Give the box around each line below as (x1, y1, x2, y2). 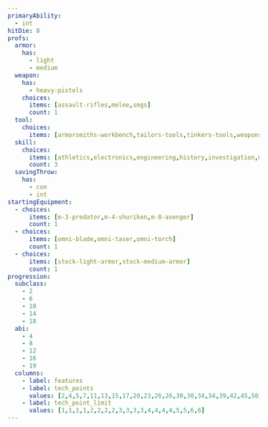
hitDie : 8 (7, 26, 41, 34)
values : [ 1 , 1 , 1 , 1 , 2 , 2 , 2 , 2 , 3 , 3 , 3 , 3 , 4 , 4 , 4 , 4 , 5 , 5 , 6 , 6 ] (28, 406, 206, 415)
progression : (7, 272, 51, 280)
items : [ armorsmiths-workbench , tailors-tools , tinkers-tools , (28, 131, 238, 139)
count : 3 (28, 161, 58, 169)
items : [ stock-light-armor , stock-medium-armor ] (28, 257, 191, 265)
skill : (14, 138, 37, 147)
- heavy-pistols (28, 86, 83, 95)
